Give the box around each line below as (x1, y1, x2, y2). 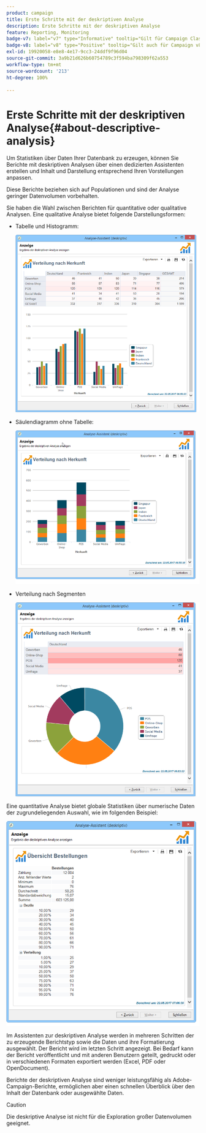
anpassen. (6, 174, 32, 181)
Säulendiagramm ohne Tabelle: (15, 418, 94, 425)
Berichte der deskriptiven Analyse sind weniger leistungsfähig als (6, 1076, 172, 1083)
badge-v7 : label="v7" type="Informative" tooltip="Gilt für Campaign (6, 36, 188, 42)
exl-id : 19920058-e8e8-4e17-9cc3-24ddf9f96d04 (6, 49, 128, 55)
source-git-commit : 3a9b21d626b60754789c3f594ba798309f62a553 (6, 55, 169, 61)
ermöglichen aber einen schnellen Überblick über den (58, 1083, 195, 1090)
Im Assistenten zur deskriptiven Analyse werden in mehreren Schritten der (6, 1032, 194, 1039)
